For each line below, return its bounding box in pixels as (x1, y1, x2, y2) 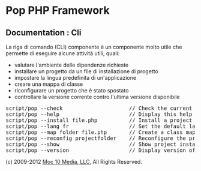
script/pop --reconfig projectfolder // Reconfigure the (5, 135, 187, 142)
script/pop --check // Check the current (5, 105, 193, 112)
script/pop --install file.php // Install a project (5, 117, 193, 124)
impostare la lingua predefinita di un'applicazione (14, 74, 136, 81)
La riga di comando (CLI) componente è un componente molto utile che (5, 43, 182, 50)
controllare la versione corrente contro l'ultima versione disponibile (14, 94, 181, 100)
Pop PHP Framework (5, 4, 110, 17)
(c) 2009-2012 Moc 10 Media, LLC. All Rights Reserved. (5, 158, 142, 165)
